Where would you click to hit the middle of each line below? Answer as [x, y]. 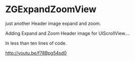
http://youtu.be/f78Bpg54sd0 [36, 53]
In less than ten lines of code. [36, 43]
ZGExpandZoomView [51, 9]
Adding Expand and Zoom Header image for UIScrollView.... [68, 33]
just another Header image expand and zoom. [53, 23]
